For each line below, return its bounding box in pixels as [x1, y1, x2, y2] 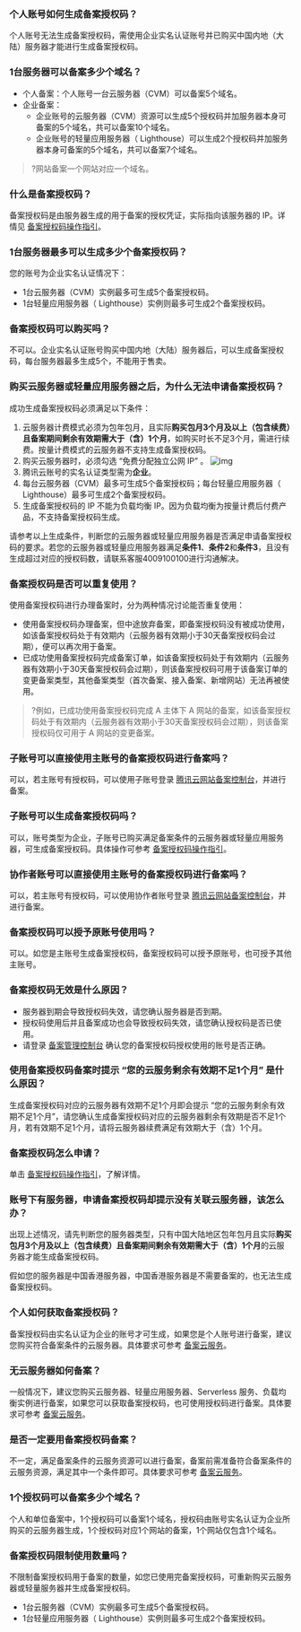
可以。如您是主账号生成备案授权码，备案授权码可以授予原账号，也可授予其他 [9, 948, 292, 959]
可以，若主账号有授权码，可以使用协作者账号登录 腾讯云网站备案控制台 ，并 [9, 890, 287, 901]
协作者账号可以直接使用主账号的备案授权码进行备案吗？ [9, 868, 248, 880]
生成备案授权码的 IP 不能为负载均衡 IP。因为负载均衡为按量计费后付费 [21, 500, 279, 511]
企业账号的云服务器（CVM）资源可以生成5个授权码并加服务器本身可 [35, 110, 287, 121]
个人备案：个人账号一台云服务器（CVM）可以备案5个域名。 [21, 88, 242, 99]
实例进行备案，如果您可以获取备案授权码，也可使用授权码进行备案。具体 [16, 1398, 284, 1409]
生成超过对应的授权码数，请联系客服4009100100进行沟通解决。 [9, 553, 245, 563]
